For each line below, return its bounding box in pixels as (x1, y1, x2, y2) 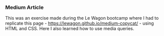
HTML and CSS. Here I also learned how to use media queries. (5, 26, 134, 32)
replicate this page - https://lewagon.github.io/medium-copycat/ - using (5, 20, 154, 26)
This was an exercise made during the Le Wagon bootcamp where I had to (5, 15, 159, 21)
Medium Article (5, 4, 44, 11)
